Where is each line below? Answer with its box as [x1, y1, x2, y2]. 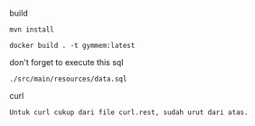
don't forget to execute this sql [9, 57, 124, 67]
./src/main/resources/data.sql [9, 74, 127, 83]
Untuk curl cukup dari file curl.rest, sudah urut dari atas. [9, 108, 249, 117]
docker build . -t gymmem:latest [9, 41, 136, 50]
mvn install [9, 25, 54, 34]
